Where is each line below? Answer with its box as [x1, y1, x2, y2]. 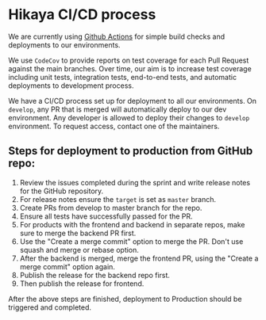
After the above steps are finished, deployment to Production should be [8, 294, 242, 303]
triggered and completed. [8, 303, 92, 312]
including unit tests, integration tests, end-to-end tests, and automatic [8, 72, 237, 82]
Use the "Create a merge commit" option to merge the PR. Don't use [19, 236, 244, 246]
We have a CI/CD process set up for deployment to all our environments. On [8, 96, 256, 105]
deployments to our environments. [8, 40, 121, 49]
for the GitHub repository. [19, 186, 104, 196]
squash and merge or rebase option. [19, 245, 139, 254]
